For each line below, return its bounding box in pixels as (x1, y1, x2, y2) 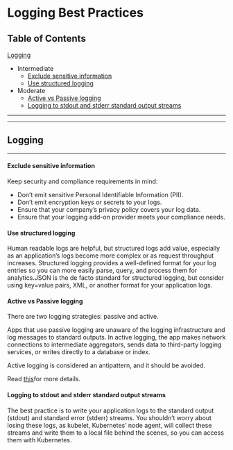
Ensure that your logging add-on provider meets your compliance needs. (17, 213, 225, 222)
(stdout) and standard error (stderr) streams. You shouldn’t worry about (7, 413, 212, 422)
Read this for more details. (7, 375, 81, 383)
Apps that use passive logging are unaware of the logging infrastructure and (7, 326, 225, 334)
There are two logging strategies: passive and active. (7, 312, 159, 321)
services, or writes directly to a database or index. (7, 348, 150, 356)
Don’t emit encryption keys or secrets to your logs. (17, 198, 162, 206)
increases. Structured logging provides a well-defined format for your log (7, 259, 216, 267)
